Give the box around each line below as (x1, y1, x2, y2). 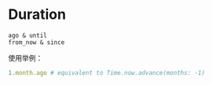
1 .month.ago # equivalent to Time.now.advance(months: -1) (8, 68, 206, 76)
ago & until (8, 31, 47, 39)
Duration (8, 6, 67, 24)
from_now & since (8, 38, 65, 46)
